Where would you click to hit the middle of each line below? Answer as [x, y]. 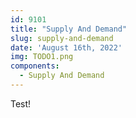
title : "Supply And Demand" [69, 29]
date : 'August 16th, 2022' [66, 47]
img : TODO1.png [42, 57]
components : [35, 66]
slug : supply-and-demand [62, 38]
